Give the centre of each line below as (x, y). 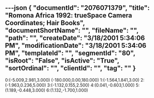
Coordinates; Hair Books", (45, 23)
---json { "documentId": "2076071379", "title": (77, 8)
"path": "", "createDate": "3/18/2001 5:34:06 (75, 38)
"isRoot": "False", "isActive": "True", (62, 61)
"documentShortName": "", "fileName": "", (72, 31)
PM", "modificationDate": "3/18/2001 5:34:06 (76, 46)
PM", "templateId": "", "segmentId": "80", (70, 53)
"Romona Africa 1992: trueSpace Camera (69, 16)
